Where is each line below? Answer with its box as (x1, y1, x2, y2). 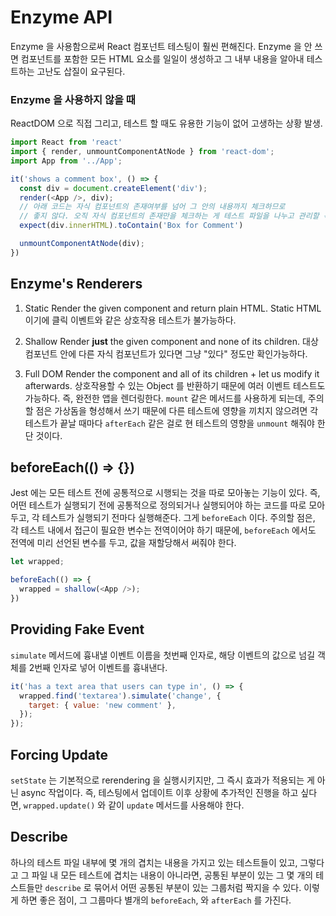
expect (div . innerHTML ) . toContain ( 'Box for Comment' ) (19, 221, 244, 231)
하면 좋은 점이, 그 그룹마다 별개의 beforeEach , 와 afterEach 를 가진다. (20, 894, 292, 906)
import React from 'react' (10, 137, 123, 148)
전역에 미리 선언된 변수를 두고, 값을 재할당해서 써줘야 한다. (10, 537, 237, 549)
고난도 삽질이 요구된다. (36, 65, 126, 77)
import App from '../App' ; (10, 156, 123, 166)
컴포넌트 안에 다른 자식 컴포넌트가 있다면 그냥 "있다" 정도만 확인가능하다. (24, 347, 308, 360)
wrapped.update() (23, 801, 96, 811)
